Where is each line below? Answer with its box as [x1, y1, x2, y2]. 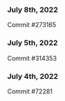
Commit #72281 [7, 87, 53, 95]
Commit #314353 [7, 54, 57, 62]
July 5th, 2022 [7, 38, 58, 48]
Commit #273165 [7, 21, 57, 29]
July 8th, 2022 [7, 5, 58, 15]
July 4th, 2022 [7, 71, 59, 81]
